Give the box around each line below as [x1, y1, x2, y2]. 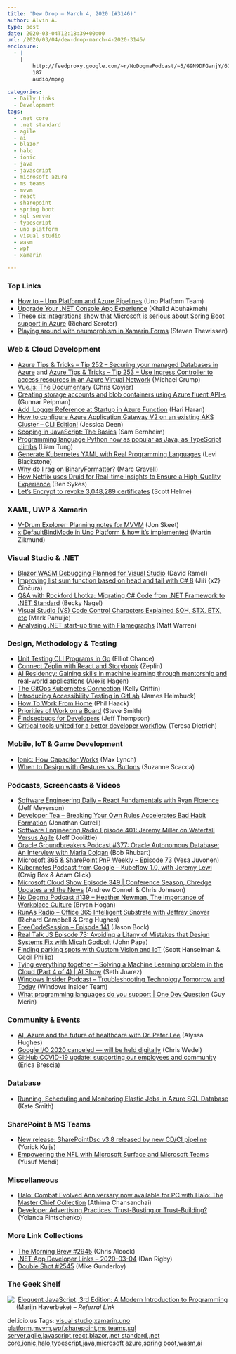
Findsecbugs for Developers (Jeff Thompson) [17, 714, 150, 723]
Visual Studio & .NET [7, 552, 79, 562]
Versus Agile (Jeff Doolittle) [17, 833, 98, 842]
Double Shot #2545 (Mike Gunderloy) [17, 1261, 126, 1270]
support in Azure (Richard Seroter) [17, 319, 118, 328]
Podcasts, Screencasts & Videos [7, 780, 121, 790]
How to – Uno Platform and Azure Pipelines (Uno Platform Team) [17, 297, 204, 305]
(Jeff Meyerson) [17, 804, 65, 812]
